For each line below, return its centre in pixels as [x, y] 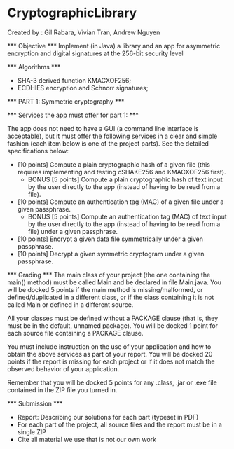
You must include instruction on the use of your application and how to [109, 346]
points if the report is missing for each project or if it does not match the [111, 361]
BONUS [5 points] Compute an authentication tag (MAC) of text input [128, 216]
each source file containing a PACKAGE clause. [75, 333]
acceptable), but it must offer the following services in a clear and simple [112, 136]
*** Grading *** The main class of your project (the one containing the [109, 275]
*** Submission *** [35, 403]
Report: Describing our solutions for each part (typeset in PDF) [108, 417]
